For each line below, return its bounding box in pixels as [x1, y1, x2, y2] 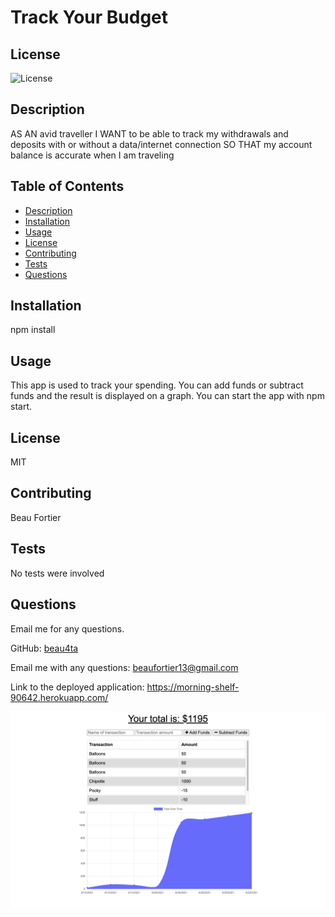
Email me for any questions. [10, 622, 125, 635]
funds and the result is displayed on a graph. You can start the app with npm [10, 390, 325, 402]
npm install [10, 324, 56, 336]
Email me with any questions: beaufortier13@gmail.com [10, 661, 239, 673]
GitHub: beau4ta [10, 642, 79, 654]
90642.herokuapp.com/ [10, 691, 109, 703]
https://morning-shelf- [146, 681, 240, 693]
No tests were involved [10, 567, 105, 579]
